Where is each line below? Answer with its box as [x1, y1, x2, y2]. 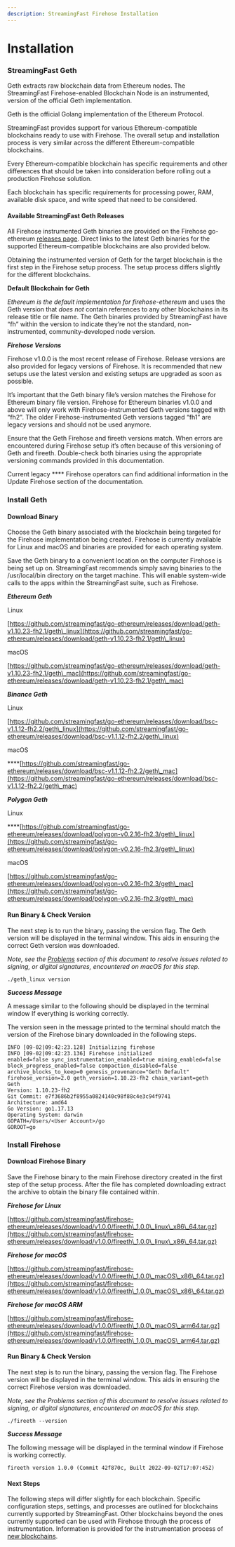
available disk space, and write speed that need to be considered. [7, 196, 198, 204]
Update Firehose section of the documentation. [7, 478, 144, 486]
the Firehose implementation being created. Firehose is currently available [7, 535, 222, 544]
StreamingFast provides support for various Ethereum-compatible [7, 123, 198, 132]
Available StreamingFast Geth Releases [7, 211, 125, 220]
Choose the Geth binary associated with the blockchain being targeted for [7, 528, 221, 537]
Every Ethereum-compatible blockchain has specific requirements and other [7, 159, 228, 168]
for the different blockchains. [7, 271, 91, 279]
